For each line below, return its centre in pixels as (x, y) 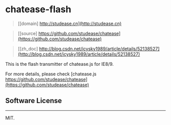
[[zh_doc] (28, 48)
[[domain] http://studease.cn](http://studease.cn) (69, 23)
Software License (34, 101)
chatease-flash (38, 9)
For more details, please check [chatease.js (51, 74)
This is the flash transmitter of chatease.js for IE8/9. (60, 64)
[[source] (27, 33)
